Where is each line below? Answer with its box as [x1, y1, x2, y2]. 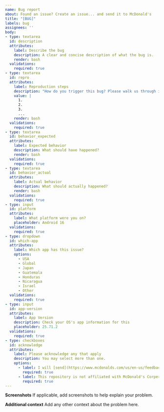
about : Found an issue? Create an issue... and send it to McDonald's [5, 12, 152, 17]
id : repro [9, 75, 29, 80]
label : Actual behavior [14, 179, 62, 184]
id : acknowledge [9, 342, 42, 348]
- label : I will [18, 365, 51, 370]
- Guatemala [18, 270, 42, 275]
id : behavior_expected [9, 134, 56, 139]
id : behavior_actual [9, 170, 51, 176]
